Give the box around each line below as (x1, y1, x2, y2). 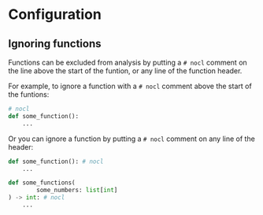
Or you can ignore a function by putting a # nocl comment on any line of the (8, 134, 256, 143)
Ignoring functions (8, 37, 102, 50)
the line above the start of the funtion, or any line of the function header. (8, 66, 243, 76)
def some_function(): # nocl (8, 158, 104, 165)
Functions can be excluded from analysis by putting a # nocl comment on (8, 57, 248, 67)
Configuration (8, 6, 102, 24)
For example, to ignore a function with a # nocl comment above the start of (8, 81, 252, 91)
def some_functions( (8, 179, 76, 187)
